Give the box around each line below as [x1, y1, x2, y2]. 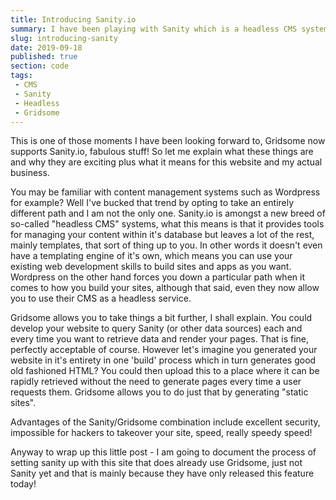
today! [10, 478, 37, 490]
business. [10, 167, 50, 179]
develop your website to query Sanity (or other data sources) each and [10, 322, 303, 335]
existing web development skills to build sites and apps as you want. [10, 261, 292, 273]
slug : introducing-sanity [10, 33, 118, 43]
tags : [10, 71, 33, 81]
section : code [10, 61, 70, 71]
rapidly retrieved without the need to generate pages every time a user [10, 376, 302, 388]
